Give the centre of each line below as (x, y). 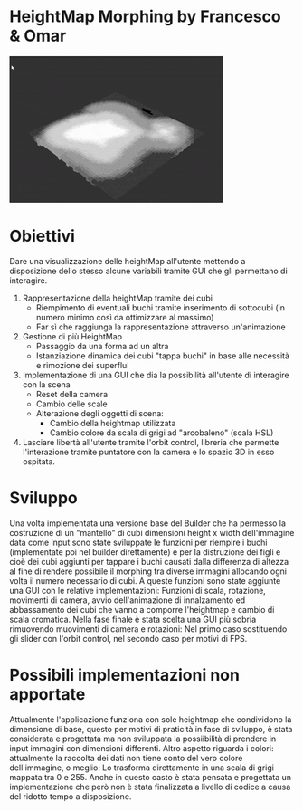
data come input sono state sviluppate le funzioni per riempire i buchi (138, 542)
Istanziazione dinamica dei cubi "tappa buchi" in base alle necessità (163, 356)
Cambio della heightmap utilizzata (113, 423)
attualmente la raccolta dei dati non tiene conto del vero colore (126, 758)
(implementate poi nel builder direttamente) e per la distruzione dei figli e (145, 552)
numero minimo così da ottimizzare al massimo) (125, 317)
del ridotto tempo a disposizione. (71, 796)
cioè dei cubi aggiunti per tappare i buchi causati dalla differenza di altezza (149, 561)
